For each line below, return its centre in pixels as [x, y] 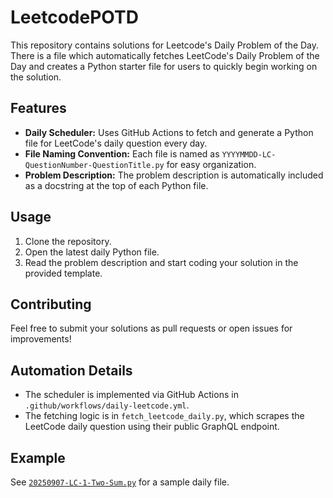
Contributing [51, 304]
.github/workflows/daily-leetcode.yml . [107, 405]
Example [38, 457]
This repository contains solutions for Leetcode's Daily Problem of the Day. [165, 45]
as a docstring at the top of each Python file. [116, 185]
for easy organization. [211, 164]
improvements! [41, 339]
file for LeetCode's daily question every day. [116, 143]
